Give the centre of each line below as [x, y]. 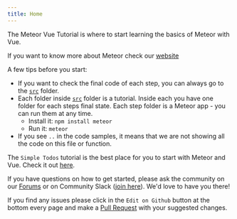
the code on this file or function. [65, 144]
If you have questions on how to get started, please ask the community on [116, 178]
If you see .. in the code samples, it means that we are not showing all [121, 136]
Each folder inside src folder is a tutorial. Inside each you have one [115, 98]
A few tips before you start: [47, 69]
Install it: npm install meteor [70, 121]
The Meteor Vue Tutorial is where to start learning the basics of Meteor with [118, 34]
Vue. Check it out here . [41, 165]
